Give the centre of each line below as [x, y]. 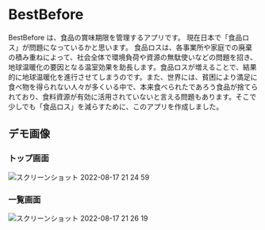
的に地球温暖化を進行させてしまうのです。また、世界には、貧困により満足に [133, 77]
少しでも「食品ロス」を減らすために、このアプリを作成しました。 [116, 106]
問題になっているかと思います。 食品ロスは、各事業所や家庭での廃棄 [140, 47]
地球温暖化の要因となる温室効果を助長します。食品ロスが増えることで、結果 [132, 67]
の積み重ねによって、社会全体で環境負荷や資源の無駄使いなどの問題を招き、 [133, 57]
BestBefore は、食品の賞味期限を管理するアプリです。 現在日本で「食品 [125, 37]
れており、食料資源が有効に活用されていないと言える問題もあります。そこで [132, 96]
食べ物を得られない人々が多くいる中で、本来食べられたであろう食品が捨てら [133, 87]
